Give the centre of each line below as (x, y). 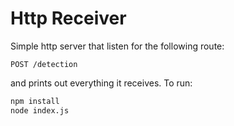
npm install (35, 101)
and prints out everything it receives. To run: (101, 83)
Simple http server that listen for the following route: (117, 46)
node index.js (40, 110)
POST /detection (44, 64)
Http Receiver (68, 18)
